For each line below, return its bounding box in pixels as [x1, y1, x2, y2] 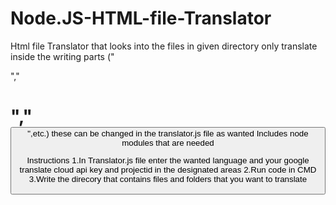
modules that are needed [121, 138, 215, 149]
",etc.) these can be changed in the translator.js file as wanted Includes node [27, 128, 309, 139]
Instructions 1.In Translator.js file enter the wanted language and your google [26, 155, 310, 166]
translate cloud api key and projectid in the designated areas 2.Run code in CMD [19, 165, 317, 176]
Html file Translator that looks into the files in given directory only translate [10, 40, 318, 52]
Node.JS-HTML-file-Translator [10, 7, 272, 30]
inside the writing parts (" [10, 50, 115, 62]
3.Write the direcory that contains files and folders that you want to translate [28, 174, 308, 185]
